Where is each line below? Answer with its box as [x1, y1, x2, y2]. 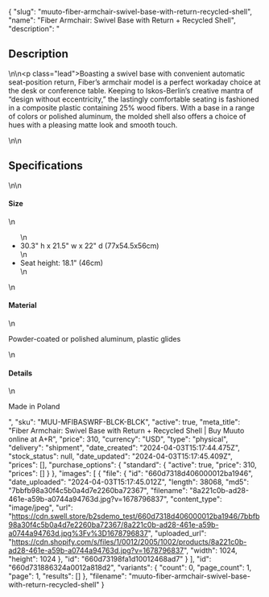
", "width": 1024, [184, 545, 238, 555]
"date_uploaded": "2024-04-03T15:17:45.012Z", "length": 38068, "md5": [8, 477, 250, 487]
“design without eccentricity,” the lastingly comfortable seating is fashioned [8, 94, 259, 104]
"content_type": [170, 495, 223, 504]
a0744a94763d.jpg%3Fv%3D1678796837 [8, 529, 149, 538]
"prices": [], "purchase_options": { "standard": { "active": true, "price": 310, [8, 460, 257, 470]
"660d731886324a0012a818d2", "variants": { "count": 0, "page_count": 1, [8, 563, 252, 573]
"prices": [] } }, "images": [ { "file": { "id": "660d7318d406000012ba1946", [8, 469, 254, 479]
